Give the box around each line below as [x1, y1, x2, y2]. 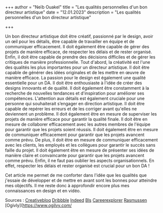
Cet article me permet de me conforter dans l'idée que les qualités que [5, 173, 147, 178]
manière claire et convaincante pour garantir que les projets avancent [5, 153, 145, 158]
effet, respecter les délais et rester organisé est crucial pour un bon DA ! [5, 163, 150, 169]
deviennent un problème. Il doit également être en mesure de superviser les [5, 111, 157, 116]
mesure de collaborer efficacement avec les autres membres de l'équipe [5, 121, 151, 127]
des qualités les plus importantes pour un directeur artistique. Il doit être [5, 64, 150, 70]
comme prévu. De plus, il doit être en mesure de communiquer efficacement [5, 137, 158, 143]
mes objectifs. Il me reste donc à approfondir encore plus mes [5, 183, 130, 188]
